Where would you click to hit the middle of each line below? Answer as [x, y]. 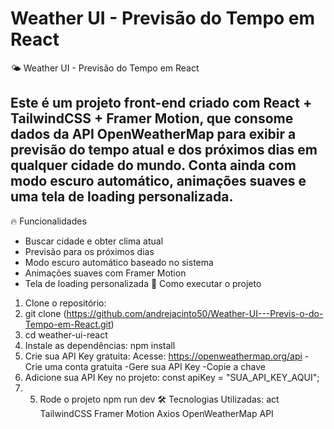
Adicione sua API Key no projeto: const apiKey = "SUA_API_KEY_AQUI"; [172, 377]
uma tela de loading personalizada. [122, 197]
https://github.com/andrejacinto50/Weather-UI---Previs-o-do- [195, 313]
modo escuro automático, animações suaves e [158, 181]
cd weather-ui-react [66, 334]
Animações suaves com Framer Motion [105, 273]
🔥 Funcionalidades [48, 221]
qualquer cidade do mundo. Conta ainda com [153, 165]
